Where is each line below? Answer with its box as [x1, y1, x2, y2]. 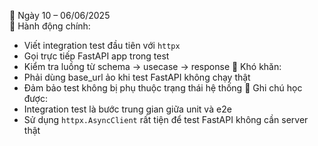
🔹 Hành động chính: [9, 20, 91, 32]
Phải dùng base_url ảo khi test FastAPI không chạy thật [23, 71, 251, 83]
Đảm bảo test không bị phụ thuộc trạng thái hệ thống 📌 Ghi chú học [23, 82, 303, 94]
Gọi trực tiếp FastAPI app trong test [23, 50, 170, 62]
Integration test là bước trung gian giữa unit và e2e [23, 103, 232, 115]
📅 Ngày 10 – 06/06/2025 [9, 10, 111, 21]
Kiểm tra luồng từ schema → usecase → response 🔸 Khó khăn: [23, 61, 282, 72]
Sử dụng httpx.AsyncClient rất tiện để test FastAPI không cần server [23, 114, 309, 125]
